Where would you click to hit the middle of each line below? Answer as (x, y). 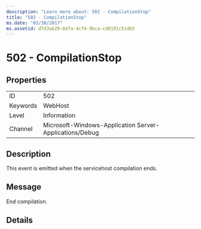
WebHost (56, 106)
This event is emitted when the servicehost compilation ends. (82, 169)
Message (24, 187)
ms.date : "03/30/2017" (34, 23)
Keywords (23, 106)
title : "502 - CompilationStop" (46, 17)
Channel (21, 129)
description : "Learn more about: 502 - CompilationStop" (79, 12)
